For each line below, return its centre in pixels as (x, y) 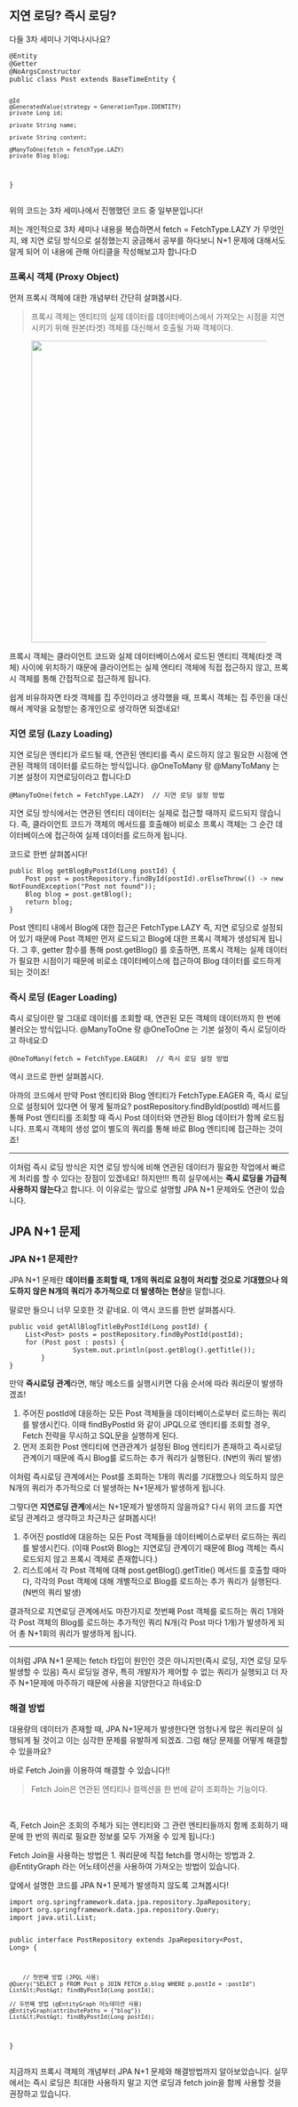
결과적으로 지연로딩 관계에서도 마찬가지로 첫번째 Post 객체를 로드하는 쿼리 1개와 (147, 1612)
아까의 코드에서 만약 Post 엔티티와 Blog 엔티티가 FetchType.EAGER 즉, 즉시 (141, 1096)
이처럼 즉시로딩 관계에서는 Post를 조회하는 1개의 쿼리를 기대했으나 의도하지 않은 (147, 1477)
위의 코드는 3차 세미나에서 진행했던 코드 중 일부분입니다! (106, 210)
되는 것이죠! (30, 972)
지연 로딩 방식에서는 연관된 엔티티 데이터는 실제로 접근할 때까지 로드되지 (133, 813)
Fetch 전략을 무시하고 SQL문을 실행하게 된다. (100, 1435)
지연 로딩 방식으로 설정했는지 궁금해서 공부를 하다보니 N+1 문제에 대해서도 (157, 240)
